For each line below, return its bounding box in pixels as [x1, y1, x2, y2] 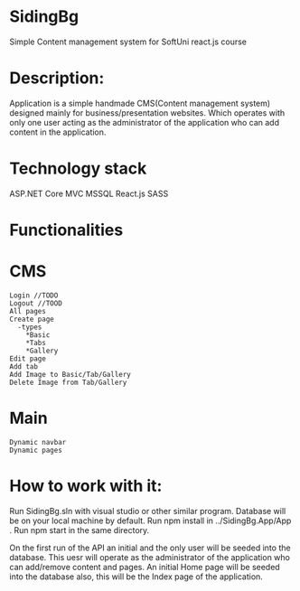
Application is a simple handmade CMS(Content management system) [9, 98, 271, 108]
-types [17, 323, 42, 332]
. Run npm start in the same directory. [9, 524, 150, 535]
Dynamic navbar [9, 437, 67, 446]
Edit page [9, 354, 47, 363]
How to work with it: [9, 476, 163, 496]
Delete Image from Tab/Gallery [9, 378, 127, 387]
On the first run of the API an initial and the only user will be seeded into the [9, 542, 291, 553]
